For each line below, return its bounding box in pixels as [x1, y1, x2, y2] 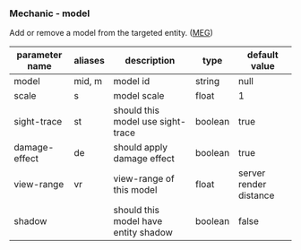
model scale [113, 90, 165, 102]
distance [238, 189, 275, 202]
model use [113, 116, 158, 128]
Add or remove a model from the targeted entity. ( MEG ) [9, 28, 213, 39]
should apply [113, 142, 168, 154]
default [246, 48, 279, 61]
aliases [73, 55, 105, 67]
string [195, 75, 220, 88]
